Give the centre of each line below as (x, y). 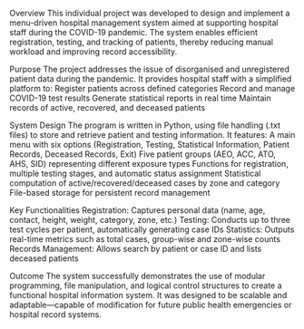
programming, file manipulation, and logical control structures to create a (146, 285)
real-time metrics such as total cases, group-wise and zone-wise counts (145, 239)
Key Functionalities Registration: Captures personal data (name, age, (137, 210)
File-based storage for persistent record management (110, 193)
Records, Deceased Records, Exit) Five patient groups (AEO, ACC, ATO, (143, 154)
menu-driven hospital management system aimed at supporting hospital (144, 23)
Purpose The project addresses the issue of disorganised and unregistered (150, 69)
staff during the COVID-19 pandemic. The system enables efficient (134, 32)
